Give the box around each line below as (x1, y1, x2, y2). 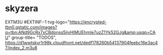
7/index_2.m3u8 (5, 45, 37, 51)
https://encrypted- (70, 19, 107, 25)
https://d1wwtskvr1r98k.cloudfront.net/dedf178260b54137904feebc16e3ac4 (5, 39, 158, 45)
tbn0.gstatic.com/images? (5, 24, 57, 30)
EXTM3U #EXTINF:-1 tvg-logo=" (5, 19, 70, 25)
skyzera (5, 3, 38, 14)
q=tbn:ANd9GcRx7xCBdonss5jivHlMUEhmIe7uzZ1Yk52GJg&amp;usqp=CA (5, 29, 156, 35)
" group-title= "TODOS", (8, 35, 57, 40)
